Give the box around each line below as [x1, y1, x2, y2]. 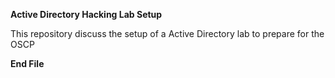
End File [10, 58, 45, 69]
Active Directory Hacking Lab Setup [10, 9, 163, 20]
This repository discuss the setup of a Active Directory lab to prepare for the [10, 28, 325, 39]
